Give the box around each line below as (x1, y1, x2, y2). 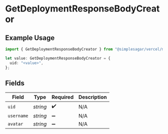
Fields (5, 78, 25, 87)
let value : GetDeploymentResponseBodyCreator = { (5, 55, 111, 60)
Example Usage (5, 33, 55, 42)
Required (51, 93, 74, 100)
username (7, 113, 28, 119)
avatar (7, 121, 23, 127)
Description (78, 93, 107, 100)
